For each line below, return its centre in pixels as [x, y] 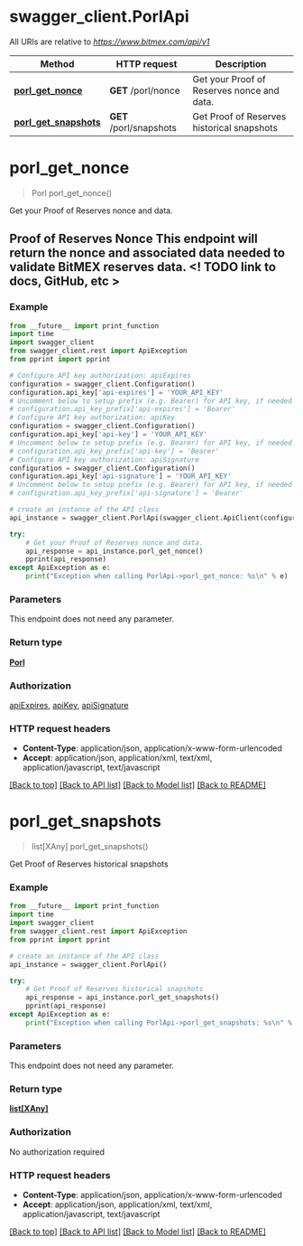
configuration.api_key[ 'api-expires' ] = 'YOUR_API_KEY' [116, 392]
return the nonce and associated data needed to [147, 253]
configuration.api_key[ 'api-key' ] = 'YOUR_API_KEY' [108, 435]
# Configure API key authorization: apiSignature [105, 459]
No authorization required [57, 1152]
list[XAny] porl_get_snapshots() [90, 847]
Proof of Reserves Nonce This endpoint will [134, 239]
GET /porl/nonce [145, 90]
